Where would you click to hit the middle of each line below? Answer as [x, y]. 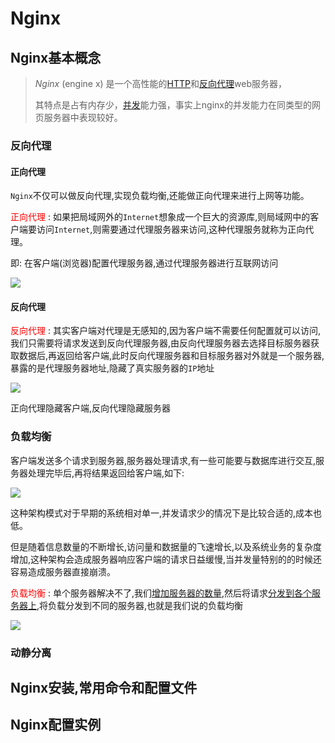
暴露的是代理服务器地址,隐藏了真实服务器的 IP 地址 [112, 368]
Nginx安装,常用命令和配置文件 [104, 687]
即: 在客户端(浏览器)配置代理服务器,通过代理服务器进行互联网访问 [144, 263]
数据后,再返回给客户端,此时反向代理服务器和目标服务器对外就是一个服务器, [171, 356]
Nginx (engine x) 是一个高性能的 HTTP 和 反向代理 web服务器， [160, 83]
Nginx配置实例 [56, 725]
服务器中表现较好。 [83, 117]
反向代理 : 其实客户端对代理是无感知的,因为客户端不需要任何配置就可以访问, [165, 331]
